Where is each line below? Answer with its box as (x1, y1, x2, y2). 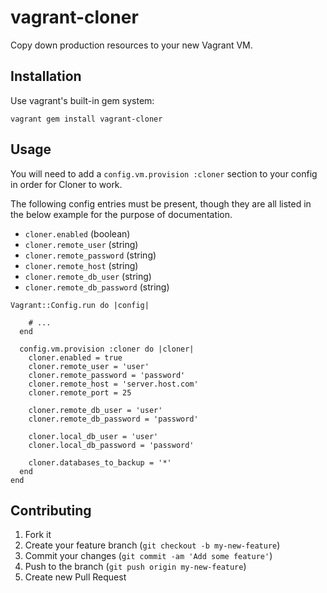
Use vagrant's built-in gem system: (10, 94, 155, 106)
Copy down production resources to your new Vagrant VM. (10, 39, 253, 51)
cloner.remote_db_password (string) (24, 281, 170, 293)
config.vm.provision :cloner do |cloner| (19, 344, 195, 354)
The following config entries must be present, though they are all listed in (10, 197, 312, 210)
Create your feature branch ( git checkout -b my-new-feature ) (24, 539, 281, 551)
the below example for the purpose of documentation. (10, 208, 233, 220)
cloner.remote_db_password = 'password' (28, 414, 199, 424)
